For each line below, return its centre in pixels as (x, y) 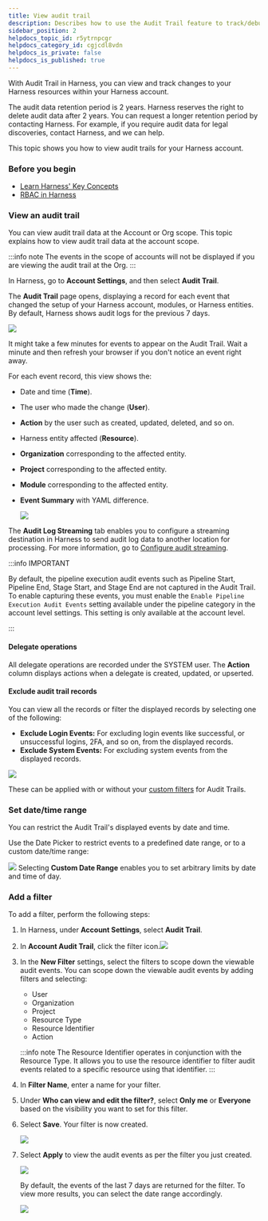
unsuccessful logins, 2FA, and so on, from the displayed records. (126, 742)
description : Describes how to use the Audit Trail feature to (116, 23)
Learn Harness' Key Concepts (69, 186)
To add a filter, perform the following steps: (79, 915)
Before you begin (42, 169)
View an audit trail (44, 215)
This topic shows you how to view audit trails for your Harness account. (126, 148)
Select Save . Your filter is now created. (84, 1124)
